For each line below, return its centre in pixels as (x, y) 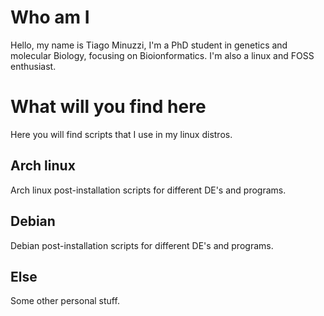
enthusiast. (33, 66)
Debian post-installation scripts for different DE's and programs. (142, 245)
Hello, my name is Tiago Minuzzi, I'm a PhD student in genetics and (149, 45)
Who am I (50, 17)
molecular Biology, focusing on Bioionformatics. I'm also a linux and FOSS (162, 55)
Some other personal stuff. (65, 301)
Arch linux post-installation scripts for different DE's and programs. (148, 190)
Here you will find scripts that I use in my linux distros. (121, 134)
